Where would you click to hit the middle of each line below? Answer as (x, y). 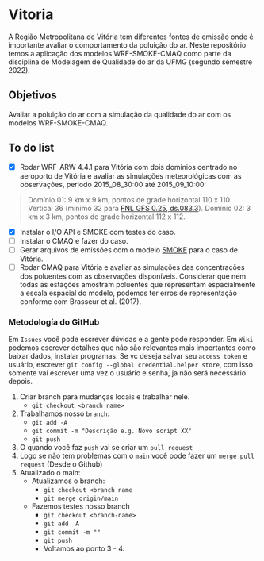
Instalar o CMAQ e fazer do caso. (74, 240)
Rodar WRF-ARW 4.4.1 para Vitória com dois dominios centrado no (128, 167)
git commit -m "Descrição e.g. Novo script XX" (111, 431)
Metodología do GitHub (54, 321)
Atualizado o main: (50, 473)
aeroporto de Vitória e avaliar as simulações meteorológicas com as (130, 175)
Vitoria (31, 15)
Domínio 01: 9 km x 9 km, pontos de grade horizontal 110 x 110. (130, 199)
